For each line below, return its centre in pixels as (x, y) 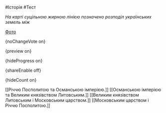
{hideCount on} (21, 80)
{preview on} (18, 51)
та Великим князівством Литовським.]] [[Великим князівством (72, 95)
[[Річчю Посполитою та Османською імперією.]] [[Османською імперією (83, 90)
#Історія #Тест (21, 7)
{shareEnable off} (23, 70)
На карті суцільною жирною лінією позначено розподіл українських (78, 17)
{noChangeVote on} (25, 41)
